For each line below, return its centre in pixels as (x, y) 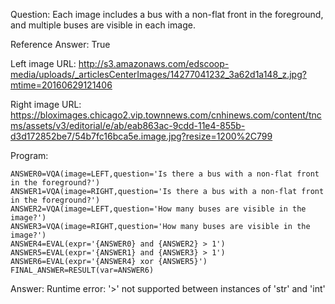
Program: (29, 155)
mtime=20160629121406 (61, 85)
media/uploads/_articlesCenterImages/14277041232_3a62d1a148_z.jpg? (158, 74)
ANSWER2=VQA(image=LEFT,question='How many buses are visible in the (158, 209)
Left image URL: (43, 63)
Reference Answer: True (60, 44)
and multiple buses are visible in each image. (103, 25)
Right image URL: (46, 104)
